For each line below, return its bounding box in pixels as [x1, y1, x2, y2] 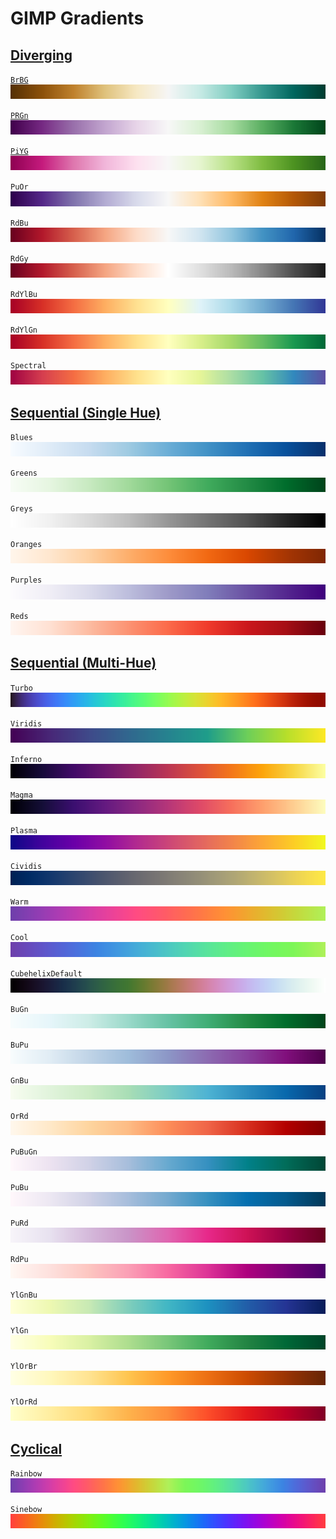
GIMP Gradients [10, 7, 145, 30]
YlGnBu [10, 1290, 38, 1300]
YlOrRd [10, 1397, 38, 1407]
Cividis [10, 862, 43, 872]
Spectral [10, 361, 47, 371]
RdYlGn [10, 325, 38, 335]
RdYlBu [10, 289, 38, 299]
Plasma [10, 826, 38, 836]
